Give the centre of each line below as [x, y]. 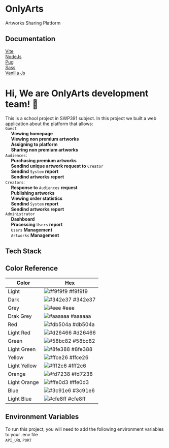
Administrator [20, 214]
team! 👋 [22, 104]
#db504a [83, 324]
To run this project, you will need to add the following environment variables [84, 429]
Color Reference [32, 268]
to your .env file [22, 434]
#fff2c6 [77, 366]
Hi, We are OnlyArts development [77, 93]
